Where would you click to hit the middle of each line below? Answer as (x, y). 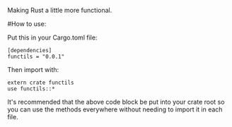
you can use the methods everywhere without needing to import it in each (115, 109)
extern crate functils (41, 83)
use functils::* (31, 89)
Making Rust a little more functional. (60, 10)
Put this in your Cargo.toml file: (52, 37)
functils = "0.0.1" (36, 56)
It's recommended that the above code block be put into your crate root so (116, 102)
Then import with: (33, 69)
